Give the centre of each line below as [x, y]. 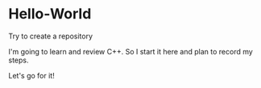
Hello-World [50, 14]
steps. [19, 60]
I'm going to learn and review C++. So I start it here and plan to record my [131, 51]
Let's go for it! [31, 75]
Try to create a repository [50, 36]
